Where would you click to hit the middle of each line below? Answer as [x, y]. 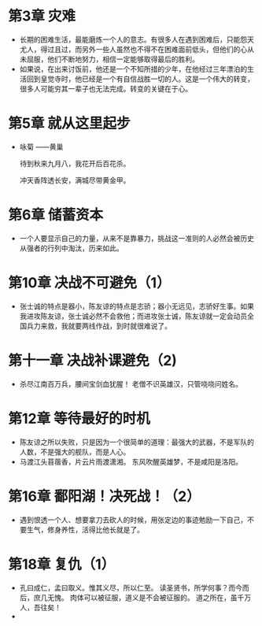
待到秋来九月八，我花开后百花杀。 [75, 163]
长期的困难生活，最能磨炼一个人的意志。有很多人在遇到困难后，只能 [130, 39]
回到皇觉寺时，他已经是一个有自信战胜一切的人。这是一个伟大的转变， [140, 79]
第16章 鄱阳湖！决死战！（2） [104, 496]
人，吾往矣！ [40, 607]
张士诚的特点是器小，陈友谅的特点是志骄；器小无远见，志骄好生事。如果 [137, 306]
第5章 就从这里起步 [70, 124]
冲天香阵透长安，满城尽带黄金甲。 [75, 180]
